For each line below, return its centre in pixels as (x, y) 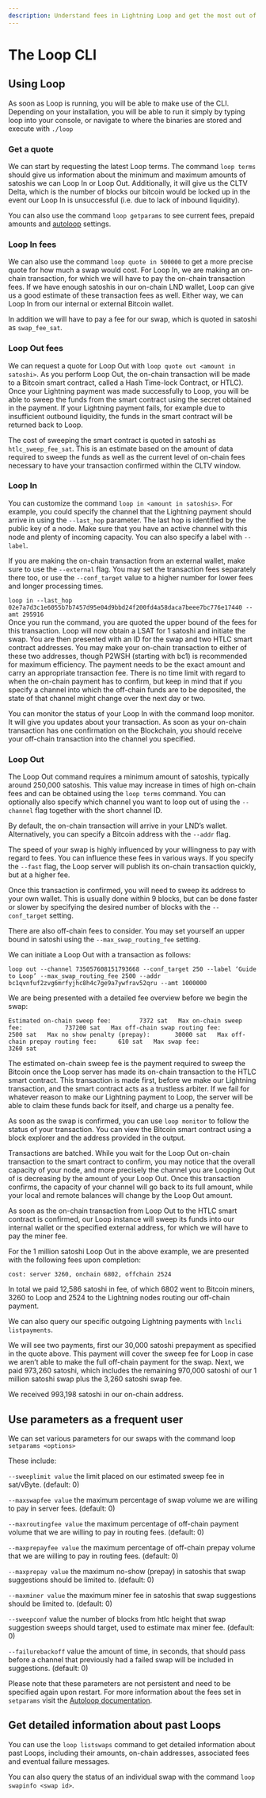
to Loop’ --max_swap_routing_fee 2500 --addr (84, 976)
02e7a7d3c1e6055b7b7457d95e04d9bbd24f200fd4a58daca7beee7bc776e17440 (125, 607)
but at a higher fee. (39, 875)
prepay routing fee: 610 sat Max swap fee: (114, 1042)
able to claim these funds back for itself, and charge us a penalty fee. (121, 1106)
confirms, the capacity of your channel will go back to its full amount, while (131, 1187)
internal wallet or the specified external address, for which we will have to (128, 1228)
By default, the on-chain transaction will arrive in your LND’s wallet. (118, 826)
